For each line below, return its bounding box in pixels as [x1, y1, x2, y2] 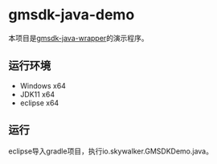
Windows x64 [19, 80, 67, 90]
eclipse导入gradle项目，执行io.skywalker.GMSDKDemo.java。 [8, 146, 213, 156]
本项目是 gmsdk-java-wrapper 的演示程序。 [8, 33, 149, 43]
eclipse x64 [19, 98, 59, 108]
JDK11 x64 [19, 89, 55, 99]
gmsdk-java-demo [8, 6, 135, 24]
